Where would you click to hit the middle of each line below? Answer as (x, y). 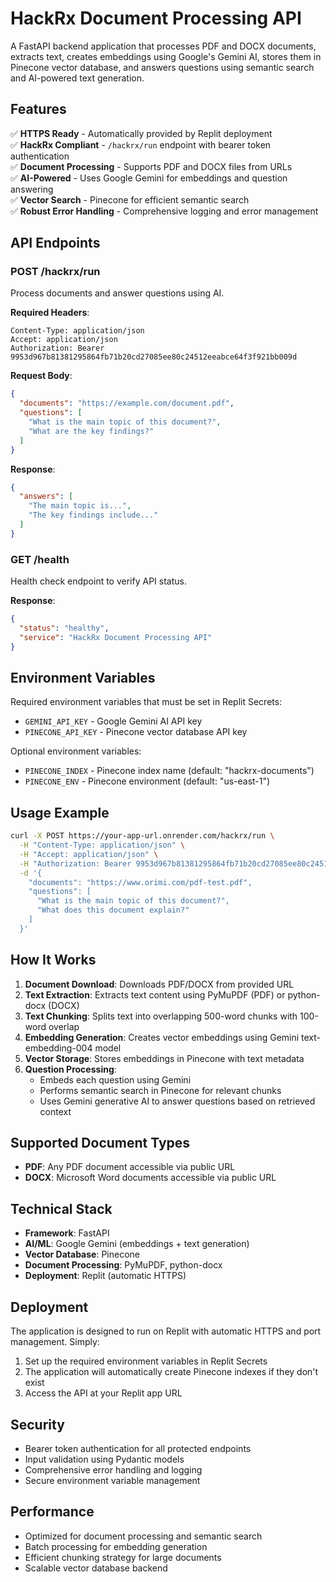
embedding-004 (58, 1048)
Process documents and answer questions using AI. (117, 293)
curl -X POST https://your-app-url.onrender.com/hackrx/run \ (142, 836)
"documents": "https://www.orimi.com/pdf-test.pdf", (140, 882)
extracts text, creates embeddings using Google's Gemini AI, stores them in (166, 56)
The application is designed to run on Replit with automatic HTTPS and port (166, 1331)
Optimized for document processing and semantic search (143, 1536)
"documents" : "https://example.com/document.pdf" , (127, 403)
